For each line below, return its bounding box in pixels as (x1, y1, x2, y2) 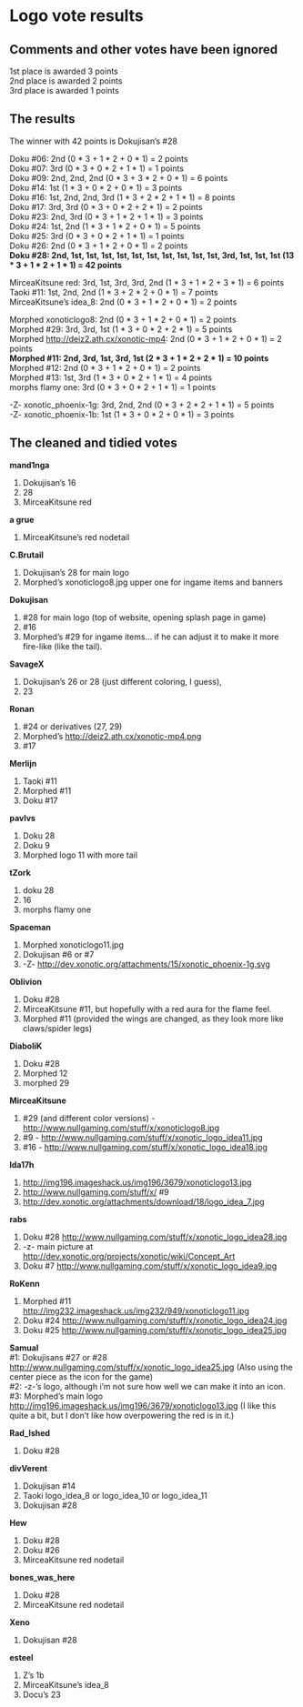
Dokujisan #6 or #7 (22, 949, 95, 959)
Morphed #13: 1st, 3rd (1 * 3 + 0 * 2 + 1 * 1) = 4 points (9, 372, 212, 383)
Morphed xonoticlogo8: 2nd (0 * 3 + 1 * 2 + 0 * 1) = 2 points (9, 314, 237, 325)
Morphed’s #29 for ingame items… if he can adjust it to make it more (22, 631, 279, 642)
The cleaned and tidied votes (9, 436, 177, 451)
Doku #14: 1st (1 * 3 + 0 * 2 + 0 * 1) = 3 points (9, 182, 183, 193)
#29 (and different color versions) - (22, 1112, 156, 1123)
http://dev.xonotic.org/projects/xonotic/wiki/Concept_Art (22, 1250, 236, 1261)
